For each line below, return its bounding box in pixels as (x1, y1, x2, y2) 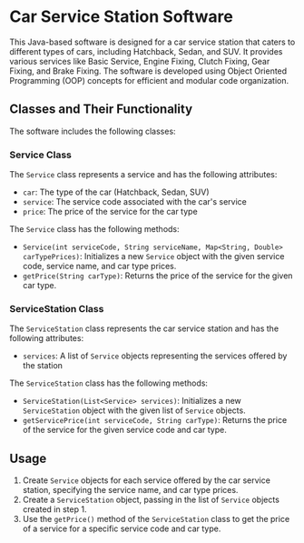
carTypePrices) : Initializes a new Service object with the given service (22, 251, 285, 262)
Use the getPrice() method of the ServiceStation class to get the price (22, 514, 290, 525)
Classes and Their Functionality (9, 102, 193, 117)
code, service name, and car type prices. (22, 261, 177, 272)
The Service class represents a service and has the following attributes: (9, 169, 278, 180)
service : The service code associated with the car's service (22, 196, 248, 207)
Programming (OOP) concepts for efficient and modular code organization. (9, 75, 289, 85)
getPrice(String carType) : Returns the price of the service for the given (22, 270, 293, 281)
